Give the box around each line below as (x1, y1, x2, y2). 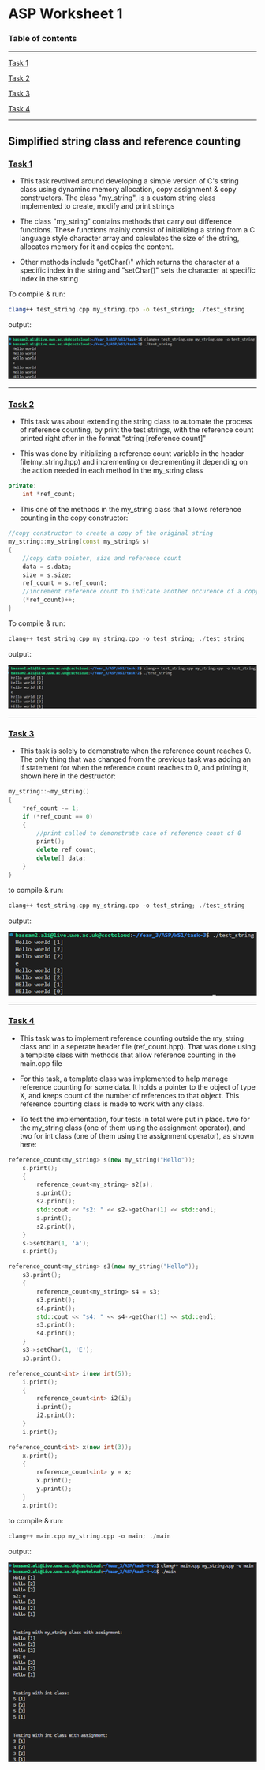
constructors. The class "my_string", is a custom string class (19, 193, 216, 202)
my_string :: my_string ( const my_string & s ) (8, 538, 150, 546)
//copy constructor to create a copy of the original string (8, 529, 214, 537)
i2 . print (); (36, 1411, 77, 1419)
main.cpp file (19, 1058, 62, 1068)
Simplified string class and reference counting (8, 134, 241, 148)
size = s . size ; (22, 571, 73, 579)
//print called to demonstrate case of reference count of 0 (36, 829, 242, 838)
